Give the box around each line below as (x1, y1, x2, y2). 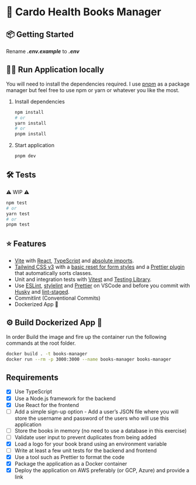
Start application (14, 142, 54, 149)
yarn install (14, 120, 47, 126)
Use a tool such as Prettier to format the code (14, 453, 125, 460)
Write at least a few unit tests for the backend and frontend (14, 447, 157, 454)
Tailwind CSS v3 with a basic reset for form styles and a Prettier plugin (14, 263, 185, 270)
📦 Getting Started (6, 29, 74, 39)
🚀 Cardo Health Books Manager (6, 5, 161, 19)
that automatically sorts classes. (14, 270, 92, 277)
